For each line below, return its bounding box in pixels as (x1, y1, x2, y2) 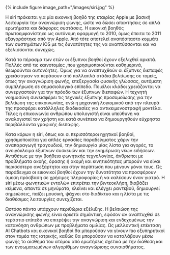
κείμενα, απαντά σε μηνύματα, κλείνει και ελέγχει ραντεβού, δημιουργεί (5, 185, 160, 191)
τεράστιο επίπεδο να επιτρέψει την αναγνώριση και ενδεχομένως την (5, 217, 154, 223)
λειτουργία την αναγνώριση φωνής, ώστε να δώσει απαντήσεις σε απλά (5, 20, 160, 25)
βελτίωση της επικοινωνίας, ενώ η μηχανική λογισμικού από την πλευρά (5, 100, 160, 106)
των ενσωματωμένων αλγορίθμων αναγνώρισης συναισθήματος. (5, 244, 145, 250)
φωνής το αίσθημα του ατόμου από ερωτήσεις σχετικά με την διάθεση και (5, 239, 163, 244)
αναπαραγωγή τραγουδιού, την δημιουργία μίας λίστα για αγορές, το (5, 142, 154, 148)
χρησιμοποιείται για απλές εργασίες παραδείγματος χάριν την (5, 137, 138, 143)
